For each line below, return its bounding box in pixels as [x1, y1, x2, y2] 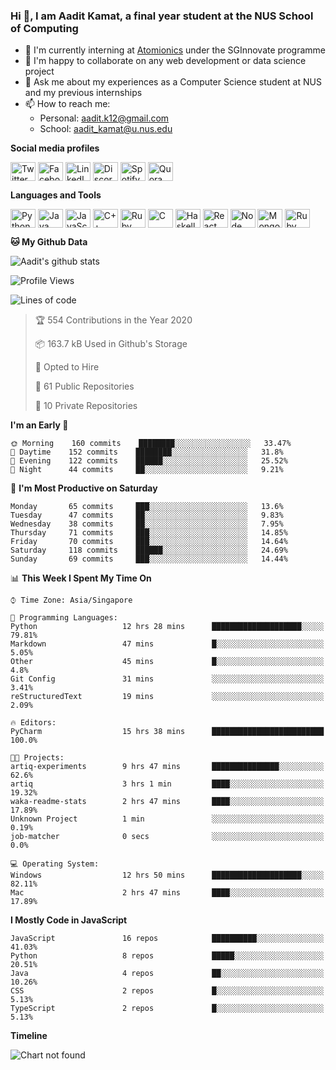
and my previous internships [24, 87, 143, 99]
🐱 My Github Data [10, 236, 88, 248]
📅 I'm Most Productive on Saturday [10, 482, 158, 494]
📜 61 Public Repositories [34, 380, 135, 393]
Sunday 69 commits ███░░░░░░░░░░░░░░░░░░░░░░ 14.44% [10, 554, 288, 564]
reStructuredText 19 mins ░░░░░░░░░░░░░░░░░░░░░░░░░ [10, 692, 325, 702]
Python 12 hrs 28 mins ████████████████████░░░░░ [10, 622, 325, 632]
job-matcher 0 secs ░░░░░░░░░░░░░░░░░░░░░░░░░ [10, 832, 325, 842]
